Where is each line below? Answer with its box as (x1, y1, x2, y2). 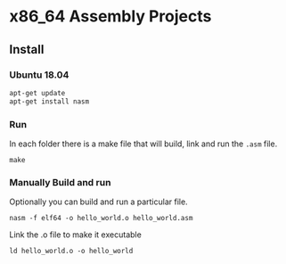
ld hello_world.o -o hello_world (9, 247, 134, 256)
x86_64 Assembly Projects (9, 6, 212, 27)
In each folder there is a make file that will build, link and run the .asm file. (9, 138, 278, 149)
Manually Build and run (9, 176, 111, 188)
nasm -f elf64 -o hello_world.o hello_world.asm (9, 214, 193, 223)
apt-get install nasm (9, 96, 90, 106)
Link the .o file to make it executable (9, 229, 143, 240)
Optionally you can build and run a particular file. (9, 196, 189, 207)
